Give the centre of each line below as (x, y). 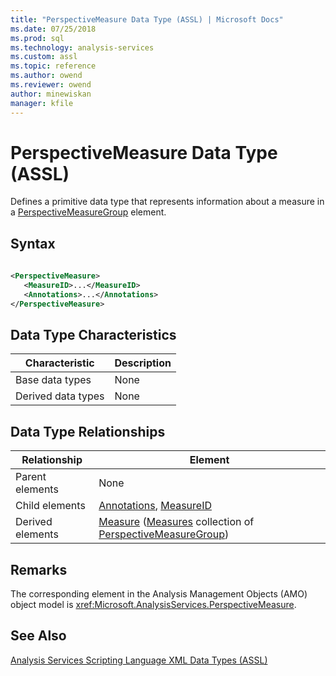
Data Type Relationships (88, 431)
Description (143, 363)
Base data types (53, 380)
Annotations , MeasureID (155, 506)
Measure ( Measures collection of (176, 522)
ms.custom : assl (44, 57)
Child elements (50, 506)
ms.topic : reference (53, 66)
